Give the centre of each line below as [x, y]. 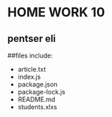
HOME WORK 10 [56, 12]
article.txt [32, 69]
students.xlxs [37, 107]
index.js [29, 77]
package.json [38, 84]
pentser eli [32, 39]
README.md [36, 99]
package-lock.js [41, 92]
